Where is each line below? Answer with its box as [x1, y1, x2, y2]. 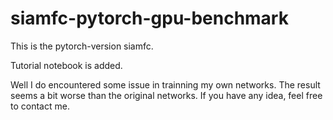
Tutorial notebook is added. [10, 59, 123, 71]
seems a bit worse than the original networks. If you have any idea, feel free [10, 89, 323, 101]
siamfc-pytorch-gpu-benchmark [10, 7, 289, 30]
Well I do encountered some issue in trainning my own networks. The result [10, 78, 321, 91]
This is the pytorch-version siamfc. [10, 40, 154, 52]
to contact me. [10, 100, 70, 112]
